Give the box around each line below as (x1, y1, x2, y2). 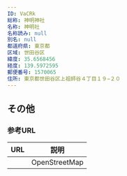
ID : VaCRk (7, 10, 36, 17)
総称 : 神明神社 (7, 17, 45, 24)
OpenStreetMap (31, 158, 84, 168)
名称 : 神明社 (7, 23, 40, 30)
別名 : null (7, 36, 37, 43)
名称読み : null (7, 29, 47, 37)
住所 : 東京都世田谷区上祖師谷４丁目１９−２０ (7, 75, 121, 82)
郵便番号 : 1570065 (7, 68, 57, 75)
